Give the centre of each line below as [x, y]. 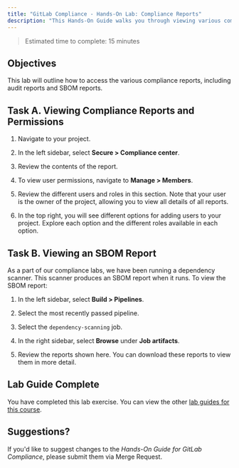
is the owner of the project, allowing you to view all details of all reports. [123, 202]
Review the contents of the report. [68, 167]
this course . [25, 409]
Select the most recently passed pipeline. [78, 313]
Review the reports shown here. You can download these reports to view [124, 355]
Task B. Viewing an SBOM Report [82, 253]
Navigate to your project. [54, 139]
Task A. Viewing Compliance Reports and [101, 110]
